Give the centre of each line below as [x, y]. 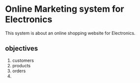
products [21, 65]
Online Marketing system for [65, 9]
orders [19, 71]
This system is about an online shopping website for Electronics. [70, 33]
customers [23, 60]
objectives [22, 48]
